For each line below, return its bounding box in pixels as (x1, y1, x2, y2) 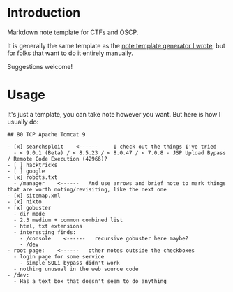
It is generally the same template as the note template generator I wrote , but (7, 41, 225, 50)
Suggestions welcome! (7, 62, 73, 71)
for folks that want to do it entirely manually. (7, 49, 134, 57)
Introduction (7, 5, 81, 21)
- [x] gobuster (7, 204, 52, 211)
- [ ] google (7, 168, 45, 175)
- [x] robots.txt (7, 173, 58, 181)
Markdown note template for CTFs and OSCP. (7, 28, 139, 36)
